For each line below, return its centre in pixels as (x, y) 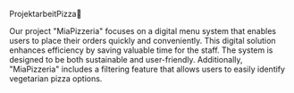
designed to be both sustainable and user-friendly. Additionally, (126, 59)
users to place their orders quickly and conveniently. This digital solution (143, 41)
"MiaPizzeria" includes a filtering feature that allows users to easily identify (147, 69)
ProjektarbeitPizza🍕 (46, 14)
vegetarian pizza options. (56, 79)
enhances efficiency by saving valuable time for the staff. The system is (141, 50)
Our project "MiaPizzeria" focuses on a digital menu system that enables (143, 31)
